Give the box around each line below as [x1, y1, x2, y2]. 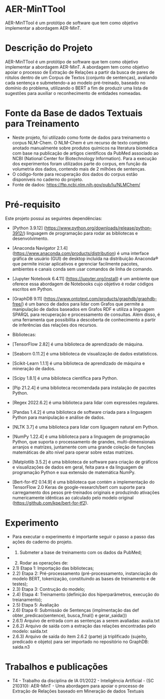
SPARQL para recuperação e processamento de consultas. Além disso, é [12, 311, 160, 317]
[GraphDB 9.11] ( [12, 296, 45, 302]
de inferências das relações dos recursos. [12, 322, 98, 328]
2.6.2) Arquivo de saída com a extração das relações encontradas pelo [12, 623, 156, 629]
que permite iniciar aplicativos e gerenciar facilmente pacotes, [12, 261, 139, 266]
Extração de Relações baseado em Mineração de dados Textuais [12, 688, 144, 694]
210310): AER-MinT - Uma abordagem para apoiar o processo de [12, 683, 144, 689]
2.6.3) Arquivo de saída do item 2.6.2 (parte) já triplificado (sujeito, [12, 633, 147, 639]
